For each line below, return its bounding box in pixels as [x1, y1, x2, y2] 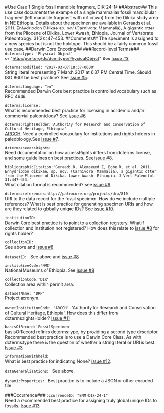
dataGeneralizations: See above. [5, 368, 75, 374]
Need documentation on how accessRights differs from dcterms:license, [5, 150, 151, 155]
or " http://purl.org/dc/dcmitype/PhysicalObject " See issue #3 [5, 56, 129, 61]
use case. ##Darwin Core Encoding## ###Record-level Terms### [5, 46, 139, 52]
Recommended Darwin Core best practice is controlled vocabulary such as [5, 88, 157, 94]
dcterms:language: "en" [5, 84, 54, 89]
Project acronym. [5, 295, 40, 301]
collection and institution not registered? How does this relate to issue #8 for [5, 225, 159, 231]
